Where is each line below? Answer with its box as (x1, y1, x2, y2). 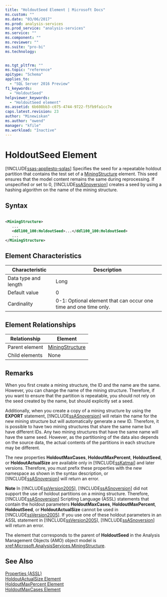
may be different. (5, 445, 41, 451)
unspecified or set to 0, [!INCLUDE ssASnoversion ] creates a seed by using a (5, 182, 162, 188)
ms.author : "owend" (5, 118, 46, 123)
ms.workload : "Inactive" (5, 128, 57, 133)
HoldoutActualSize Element (5, 576, 61, 582)
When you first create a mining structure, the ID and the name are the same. (5, 382, 161, 388)
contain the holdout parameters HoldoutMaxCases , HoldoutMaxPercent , (5, 501, 157, 507)
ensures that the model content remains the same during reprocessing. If (5, 176, 155, 182)
